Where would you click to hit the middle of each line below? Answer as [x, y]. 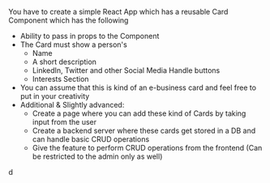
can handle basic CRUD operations [91, 139]
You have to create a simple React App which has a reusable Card [118, 12]
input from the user [64, 122]
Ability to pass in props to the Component [90, 36]
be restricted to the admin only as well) [97, 156]
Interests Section [60, 79]
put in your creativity [55, 96]
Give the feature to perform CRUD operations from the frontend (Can [147, 148]
